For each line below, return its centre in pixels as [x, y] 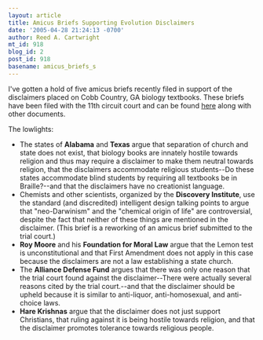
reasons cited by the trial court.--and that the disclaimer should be [127, 286]
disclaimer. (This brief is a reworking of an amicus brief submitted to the [136, 228]
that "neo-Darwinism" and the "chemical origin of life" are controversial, [136, 211]
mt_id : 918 [26, 45]
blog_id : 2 [26, 52]
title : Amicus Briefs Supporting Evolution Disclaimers [101, 23]
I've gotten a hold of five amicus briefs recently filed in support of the [121, 89]
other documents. [37, 114]
